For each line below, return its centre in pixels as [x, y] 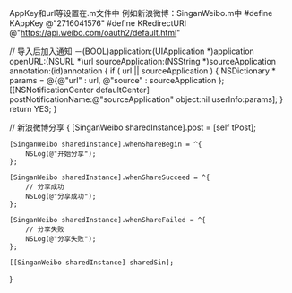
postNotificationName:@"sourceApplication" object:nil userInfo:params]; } [146, 99]
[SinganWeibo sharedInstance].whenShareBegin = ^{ [106, 144]
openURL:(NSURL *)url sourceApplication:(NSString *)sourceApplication [142, 61]
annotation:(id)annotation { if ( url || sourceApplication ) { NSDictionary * [142, 71]
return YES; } [33, 109]
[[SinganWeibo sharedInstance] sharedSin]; [92, 263]
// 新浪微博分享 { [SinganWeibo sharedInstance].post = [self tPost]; [133, 127]
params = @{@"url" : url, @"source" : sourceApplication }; [117, 80]
